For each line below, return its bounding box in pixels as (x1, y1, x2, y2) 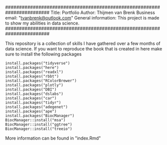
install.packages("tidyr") (5, 100, 61, 105)
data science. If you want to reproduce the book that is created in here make (5, 46, 163, 51)
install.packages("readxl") (5, 69, 64, 74)
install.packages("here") (5, 65, 59, 70)
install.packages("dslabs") (5, 91, 64, 96)
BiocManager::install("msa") (5, 117, 66, 122)
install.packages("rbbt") (5, 74, 59, 79)
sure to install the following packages (5, 51, 82, 57)
